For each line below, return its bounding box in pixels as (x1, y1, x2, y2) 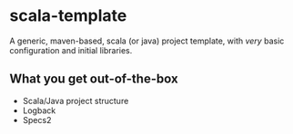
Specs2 (22, 114, 52, 125)
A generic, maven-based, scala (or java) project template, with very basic (9, 35, 285, 46)
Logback (22, 105, 56, 116)
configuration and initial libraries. (9, 44, 133, 55)
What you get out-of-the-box (9, 72, 179, 87)
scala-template (9, 5, 127, 26)
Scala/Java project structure (22, 95, 129, 106)
